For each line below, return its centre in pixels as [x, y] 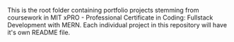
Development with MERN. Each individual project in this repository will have [117, 25]
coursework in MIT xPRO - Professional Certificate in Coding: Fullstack [110, 17]
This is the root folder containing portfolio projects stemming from [103, 10]
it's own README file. [39, 32]
